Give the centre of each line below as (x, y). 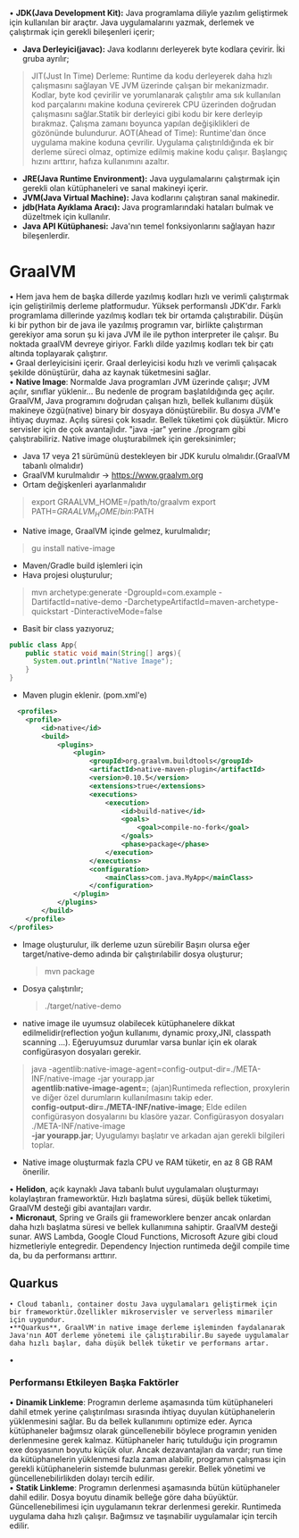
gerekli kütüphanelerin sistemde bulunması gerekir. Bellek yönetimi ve (137, 1468)
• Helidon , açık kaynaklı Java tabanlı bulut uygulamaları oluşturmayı (134, 1189)
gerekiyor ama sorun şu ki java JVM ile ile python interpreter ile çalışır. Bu (144, 334)
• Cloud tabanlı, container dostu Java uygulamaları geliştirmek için (143, 1304)
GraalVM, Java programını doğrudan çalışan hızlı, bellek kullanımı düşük (141, 400)
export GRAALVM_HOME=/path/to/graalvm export (123, 502)
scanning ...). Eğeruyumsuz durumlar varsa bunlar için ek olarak (139, 1042)
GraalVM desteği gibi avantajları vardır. (80, 1208)
